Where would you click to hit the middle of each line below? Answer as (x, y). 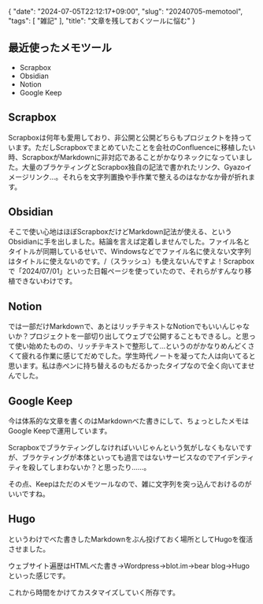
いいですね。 (29, 494)
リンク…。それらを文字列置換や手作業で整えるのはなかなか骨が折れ (139, 177)
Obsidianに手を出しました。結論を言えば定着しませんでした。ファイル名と (129, 242)
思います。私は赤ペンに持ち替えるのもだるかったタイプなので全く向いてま (128, 366)
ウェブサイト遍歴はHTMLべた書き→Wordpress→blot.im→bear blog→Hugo (129, 565)
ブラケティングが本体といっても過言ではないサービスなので (118, 457)
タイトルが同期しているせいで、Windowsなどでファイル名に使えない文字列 (130, 252)
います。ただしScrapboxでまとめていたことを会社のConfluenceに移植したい (132, 147)
